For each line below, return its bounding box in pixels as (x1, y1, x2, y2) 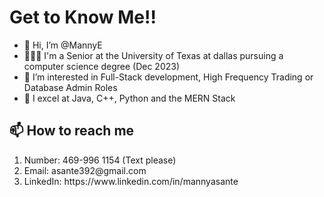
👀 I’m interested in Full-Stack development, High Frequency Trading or (23, 71, 314, 83)
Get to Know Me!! (9, 6, 157, 29)
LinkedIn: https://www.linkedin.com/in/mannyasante (23, 175, 239, 187)
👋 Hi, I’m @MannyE (23, 39, 103, 51)
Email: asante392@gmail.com (23, 164, 147, 176)
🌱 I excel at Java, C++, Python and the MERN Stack (23, 92, 236, 104)
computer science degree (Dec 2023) (23, 60, 181, 72)
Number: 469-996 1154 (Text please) (23, 154, 177, 166)
